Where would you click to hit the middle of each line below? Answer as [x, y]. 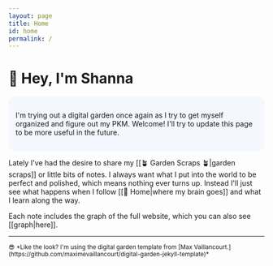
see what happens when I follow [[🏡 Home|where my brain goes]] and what [135, 192]
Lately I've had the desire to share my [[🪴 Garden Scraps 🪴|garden [122, 163]
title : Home [28, 24]
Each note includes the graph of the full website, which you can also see [130, 217]
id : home [23, 31]
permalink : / [30, 39]
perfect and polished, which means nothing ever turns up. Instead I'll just [130, 183]
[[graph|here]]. [33, 225]
